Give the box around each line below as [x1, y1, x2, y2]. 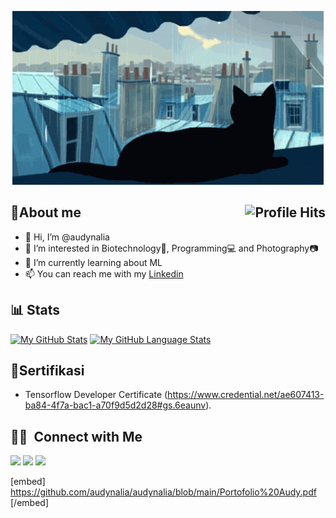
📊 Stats [10, 302, 61, 319]
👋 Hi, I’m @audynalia [24, 231, 110, 243]
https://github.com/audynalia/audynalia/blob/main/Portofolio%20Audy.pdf [10, 486, 317, 498]
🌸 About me [10, 204, 82, 221]
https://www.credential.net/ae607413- [167, 389, 325, 401]
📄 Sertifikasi [10, 362, 85, 380]
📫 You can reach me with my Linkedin [24, 267, 184, 280]
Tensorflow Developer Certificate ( [24, 389, 168, 401]
